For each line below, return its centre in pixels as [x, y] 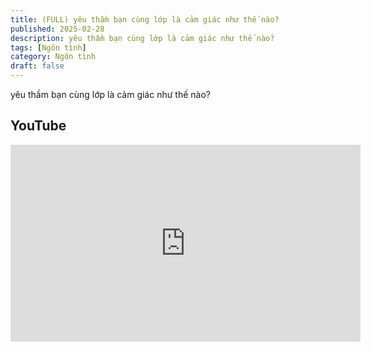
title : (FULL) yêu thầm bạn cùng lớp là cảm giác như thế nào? [145, 19]
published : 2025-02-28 [57, 29]
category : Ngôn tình [53, 57]
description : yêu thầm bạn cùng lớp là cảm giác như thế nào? [142, 38]
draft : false [37, 66]
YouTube [38, 126]
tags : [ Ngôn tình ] [48, 47]
